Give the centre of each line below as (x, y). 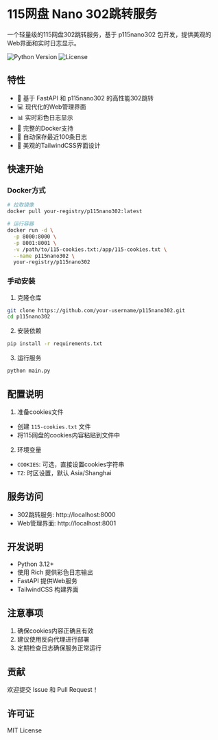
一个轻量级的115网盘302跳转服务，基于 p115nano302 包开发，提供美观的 (109, 34)
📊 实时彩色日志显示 (45, 117)
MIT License (25, 730)
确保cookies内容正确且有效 (55, 631)
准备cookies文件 (40, 412)
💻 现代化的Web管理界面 (51, 107)
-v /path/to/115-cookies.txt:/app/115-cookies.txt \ (90, 249)
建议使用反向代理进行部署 (53, 640)
